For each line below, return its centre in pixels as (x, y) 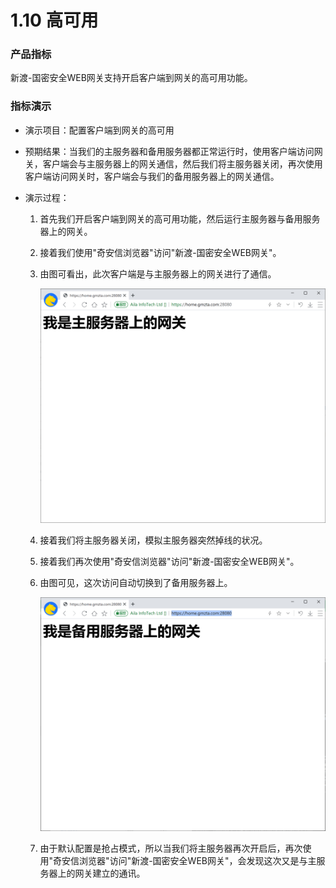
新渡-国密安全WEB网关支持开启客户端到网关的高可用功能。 (131, 78)
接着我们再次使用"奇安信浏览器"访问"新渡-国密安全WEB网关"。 (169, 561)
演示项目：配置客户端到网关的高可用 (99, 130)
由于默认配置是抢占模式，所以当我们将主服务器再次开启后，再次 (171, 848)
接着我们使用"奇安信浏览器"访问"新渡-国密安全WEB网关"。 (160, 252)
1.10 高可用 (54, 20)
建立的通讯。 (119, 873)
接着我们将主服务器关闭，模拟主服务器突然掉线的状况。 (153, 540)
